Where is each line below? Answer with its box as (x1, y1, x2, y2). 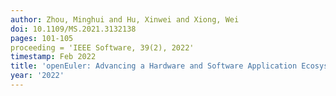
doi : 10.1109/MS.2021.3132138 (10, 24, 137, 34)
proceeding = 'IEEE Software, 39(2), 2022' (10, 42, 195, 53)
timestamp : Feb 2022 (10, 52, 97, 62)
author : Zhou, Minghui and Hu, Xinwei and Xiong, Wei (10, 14, 240, 25)
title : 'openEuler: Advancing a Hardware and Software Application (10, 61, 298, 71)
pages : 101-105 (10, 33, 74, 43)
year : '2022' (10, 71, 65, 81)
